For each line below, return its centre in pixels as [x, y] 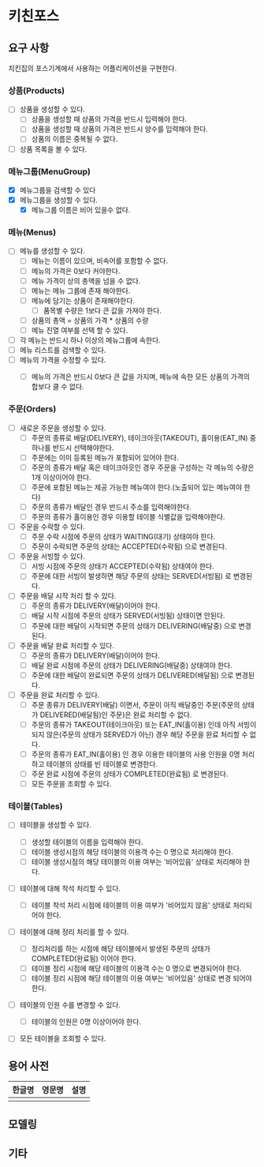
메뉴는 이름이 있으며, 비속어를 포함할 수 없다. [99, 261]
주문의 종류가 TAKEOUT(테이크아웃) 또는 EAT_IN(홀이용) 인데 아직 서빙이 [144, 724]
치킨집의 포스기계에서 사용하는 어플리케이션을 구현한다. [93, 68]
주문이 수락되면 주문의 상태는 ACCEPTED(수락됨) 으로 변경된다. [129, 546]
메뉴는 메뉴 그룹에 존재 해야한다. [81, 291]
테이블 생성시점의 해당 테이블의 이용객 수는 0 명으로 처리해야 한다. [132, 852]
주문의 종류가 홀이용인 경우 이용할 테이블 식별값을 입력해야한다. [128, 516]
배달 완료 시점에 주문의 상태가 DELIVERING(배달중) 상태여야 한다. [132, 665]
